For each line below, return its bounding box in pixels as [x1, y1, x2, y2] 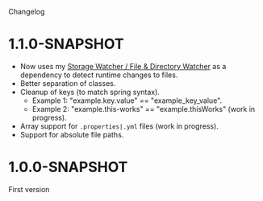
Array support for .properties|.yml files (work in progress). [19, 121, 219, 131]
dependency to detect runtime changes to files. [19, 70, 178, 80]
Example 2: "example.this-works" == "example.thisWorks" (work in [31, 104, 256, 113]
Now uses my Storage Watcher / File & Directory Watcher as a [19, 61, 227, 71]
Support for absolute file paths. [19, 129, 124, 139]
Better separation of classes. [19, 78, 116, 88]
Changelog [8, 7, 45, 16]
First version [8, 184, 50, 194]
